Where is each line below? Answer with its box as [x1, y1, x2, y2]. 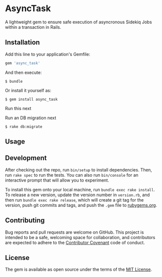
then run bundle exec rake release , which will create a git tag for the [5, 197, 144, 203]
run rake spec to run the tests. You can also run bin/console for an [5, 172, 139, 178]
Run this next [5, 105, 32, 111]
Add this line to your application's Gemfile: [5, 51, 90, 57]
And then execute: [5, 69, 42, 75]
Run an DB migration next [5, 115, 57, 121]
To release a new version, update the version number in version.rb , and [5, 192, 150, 198]
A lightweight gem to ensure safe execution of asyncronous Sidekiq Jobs [5, 19, 152, 25]
